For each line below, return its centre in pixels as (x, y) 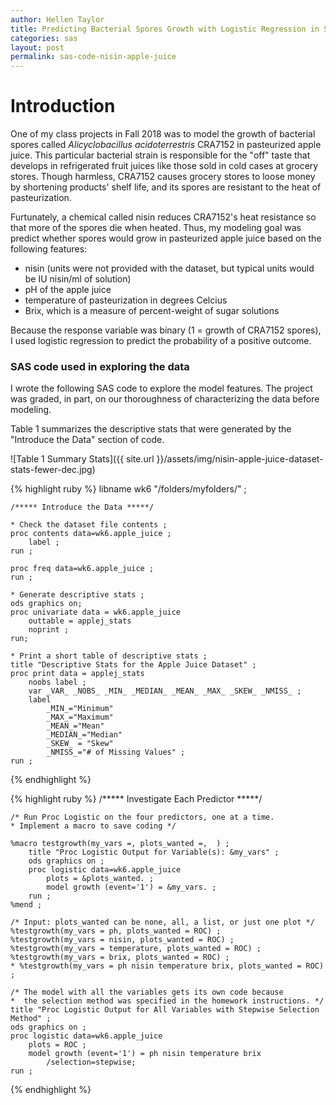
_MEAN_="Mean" (75, 726)
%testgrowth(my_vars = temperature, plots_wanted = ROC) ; (136, 949)
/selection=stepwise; (91, 1062)
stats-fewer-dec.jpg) (53, 470)
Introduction (63, 106)
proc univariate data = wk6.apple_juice (96, 612)
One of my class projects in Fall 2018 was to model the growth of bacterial (163, 134)
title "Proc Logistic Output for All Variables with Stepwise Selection (165, 1010)
